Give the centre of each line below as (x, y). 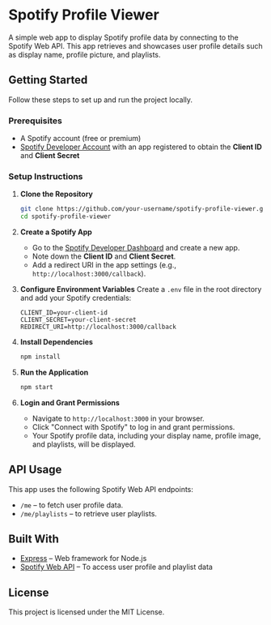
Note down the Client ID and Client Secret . (104, 256)
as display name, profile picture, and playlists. (85, 54)
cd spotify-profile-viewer (66, 216)
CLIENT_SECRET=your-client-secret (78, 320)
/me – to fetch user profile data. (72, 505)
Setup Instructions (46, 176)
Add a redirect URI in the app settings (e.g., (104, 265)
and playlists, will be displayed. (84, 444)
